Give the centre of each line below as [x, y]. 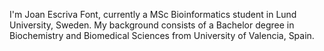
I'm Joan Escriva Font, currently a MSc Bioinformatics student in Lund [153, 14]
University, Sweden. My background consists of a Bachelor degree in [152, 25]
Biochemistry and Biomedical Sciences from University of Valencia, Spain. [162, 35]
